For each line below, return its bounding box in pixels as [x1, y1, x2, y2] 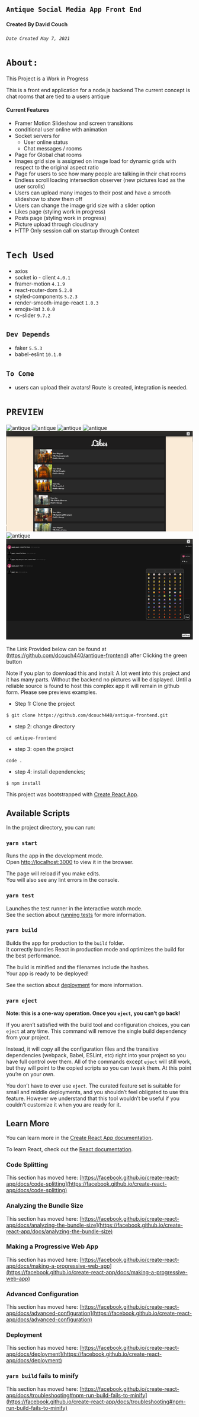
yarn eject [6, 997, 37, 1004]
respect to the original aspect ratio [14, 164, 99, 171]
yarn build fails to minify [6, 1372, 79, 1380]
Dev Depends [6, 330, 50, 339]
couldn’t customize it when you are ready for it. [6, 1101, 121, 1108]
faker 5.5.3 [14, 344, 43, 352]
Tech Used [6, 249, 54, 260]
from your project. [6, 1034, 50, 1041]
